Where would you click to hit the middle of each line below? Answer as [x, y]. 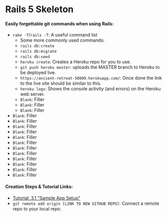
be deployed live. [38, 73]
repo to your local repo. [37, 208]
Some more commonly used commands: [62, 40]
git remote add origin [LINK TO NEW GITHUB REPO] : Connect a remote [86, 203]
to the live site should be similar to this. [61, 83]
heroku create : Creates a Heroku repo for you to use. [76, 62]
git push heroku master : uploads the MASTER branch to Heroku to [90, 67]
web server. [32, 94]
